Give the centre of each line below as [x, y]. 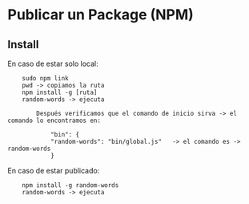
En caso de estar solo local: [53, 63]
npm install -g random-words [70, 186]
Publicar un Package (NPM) [100, 15]
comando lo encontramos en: [54, 120]
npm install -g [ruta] [60, 92]
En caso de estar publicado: [54, 171]
